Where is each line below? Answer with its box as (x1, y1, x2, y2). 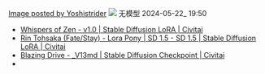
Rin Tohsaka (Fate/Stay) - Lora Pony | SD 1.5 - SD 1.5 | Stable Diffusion (20, 33, 257, 43)
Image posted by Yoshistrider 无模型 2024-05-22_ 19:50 (8, 9, 207, 18)
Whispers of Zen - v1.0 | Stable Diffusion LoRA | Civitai (20, 25, 203, 34)
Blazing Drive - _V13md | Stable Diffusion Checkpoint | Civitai (20, 51, 225, 60)
